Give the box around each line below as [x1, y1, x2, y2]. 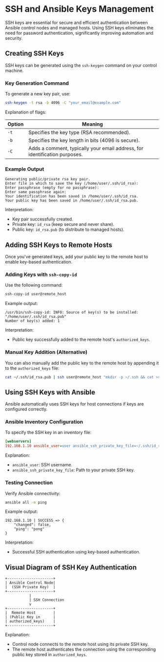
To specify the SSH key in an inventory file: [5, 429, 92, 436]
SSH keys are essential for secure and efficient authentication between [5, 20, 148, 25]
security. [5, 35, 23, 41]
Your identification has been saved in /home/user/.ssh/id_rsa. [5, 194, 139, 199]
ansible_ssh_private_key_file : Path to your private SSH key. [12, 467, 135, 473]
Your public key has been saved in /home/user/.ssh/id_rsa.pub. [5, 198, 139, 203]
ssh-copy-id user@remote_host [5, 292, 67, 297]
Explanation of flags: [5, 109, 46, 115]
